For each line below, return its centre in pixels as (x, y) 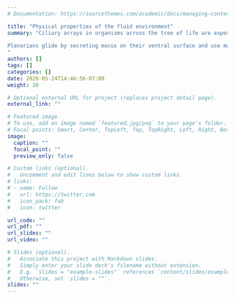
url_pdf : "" (24, 227)
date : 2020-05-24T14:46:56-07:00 (56, 78)
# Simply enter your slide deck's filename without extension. (104, 265)
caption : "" (31, 143)
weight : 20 (23, 85)
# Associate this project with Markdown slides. (83, 259)
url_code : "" (26, 220)
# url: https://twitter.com (51, 194)
